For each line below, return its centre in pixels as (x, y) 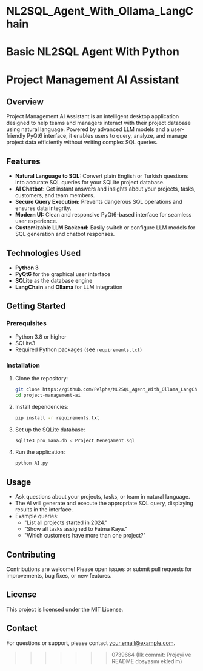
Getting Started (36, 306)
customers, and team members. (55, 195)
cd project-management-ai (48, 395)
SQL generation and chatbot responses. (65, 234)
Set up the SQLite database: (50, 430)
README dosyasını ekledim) (147, 661)
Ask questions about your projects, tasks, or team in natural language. (102, 497)
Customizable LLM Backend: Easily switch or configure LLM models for (105, 228)
